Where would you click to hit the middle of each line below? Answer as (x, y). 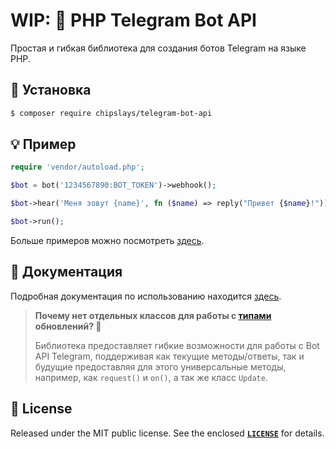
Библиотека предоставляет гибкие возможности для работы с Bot (177, 345)
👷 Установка (51, 90)
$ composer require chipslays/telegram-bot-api (111, 113)
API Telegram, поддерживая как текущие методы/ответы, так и (169, 356)
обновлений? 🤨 (68, 326)
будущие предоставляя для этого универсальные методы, (160, 366)
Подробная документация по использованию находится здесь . (146, 296)
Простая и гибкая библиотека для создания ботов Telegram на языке (158, 48)
